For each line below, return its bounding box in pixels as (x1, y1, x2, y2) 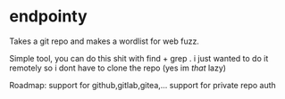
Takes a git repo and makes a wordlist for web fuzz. (9, 36, 199, 46)
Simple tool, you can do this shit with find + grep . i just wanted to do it (9, 53, 269, 63)
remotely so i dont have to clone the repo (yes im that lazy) (9, 62, 226, 73)
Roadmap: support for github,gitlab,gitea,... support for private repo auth (9, 79, 277, 90)
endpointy (9, 6, 88, 27)
